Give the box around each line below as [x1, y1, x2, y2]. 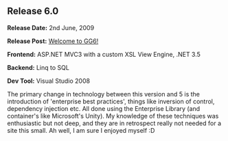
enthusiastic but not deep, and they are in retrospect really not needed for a [7, 119, 222, 127]
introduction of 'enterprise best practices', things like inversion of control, [7, 97, 215, 105]
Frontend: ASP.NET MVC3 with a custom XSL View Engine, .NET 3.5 [7, 50, 201, 58]
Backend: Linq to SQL [7, 63, 70, 71]
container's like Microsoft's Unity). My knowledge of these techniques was [7, 112, 219, 120]
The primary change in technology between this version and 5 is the [7, 90, 201, 98]
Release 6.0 [7, 5, 59, 17]
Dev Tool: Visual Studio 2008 [7, 77, 91, 85]
